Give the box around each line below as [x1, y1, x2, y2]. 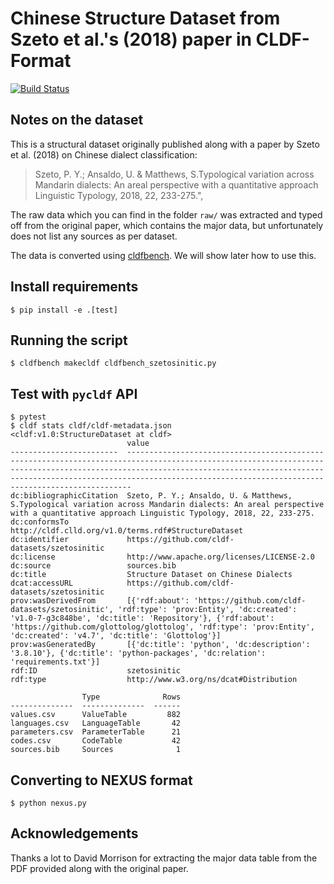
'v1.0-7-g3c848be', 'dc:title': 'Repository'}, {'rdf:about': [10, 613, 275, 624]
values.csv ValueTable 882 [10, 710, 182, 720]
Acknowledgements [10, 825, 139, 842]
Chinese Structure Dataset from [10, 7, 281, 30]
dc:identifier [10, 535, 70, 545]
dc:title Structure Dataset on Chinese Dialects [10, 570, 293, 580]
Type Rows [81, 692, 182, 702]
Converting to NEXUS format [10, 772, 193, 789]
